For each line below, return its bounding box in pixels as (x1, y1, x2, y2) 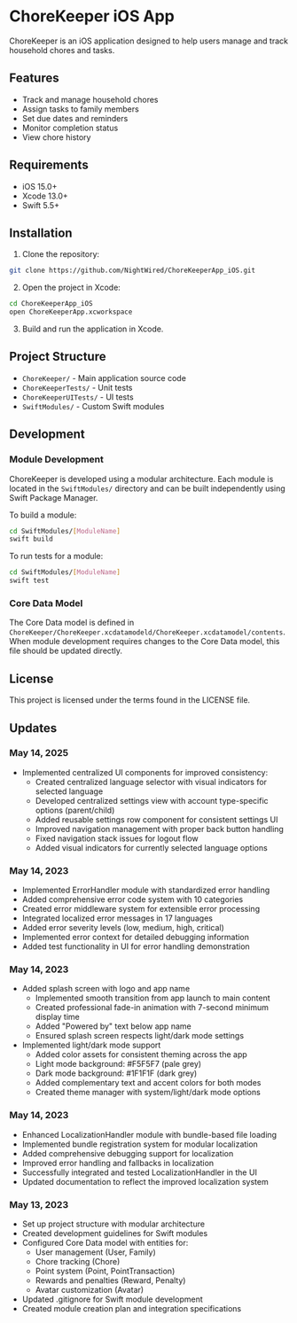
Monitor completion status (21, 122, 119, 133)
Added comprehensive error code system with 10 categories (21, 894, 244, 905)
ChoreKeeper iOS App (9, 6, 175, 27)
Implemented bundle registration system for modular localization (21, 1139, 259, 1149)
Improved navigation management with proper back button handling (35, 823, 284, 834)
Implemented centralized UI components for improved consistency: (21, 767, 269, 777)
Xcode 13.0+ (21, 191, 68, 201)
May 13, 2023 (9, 1198, 69, 1210)
